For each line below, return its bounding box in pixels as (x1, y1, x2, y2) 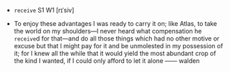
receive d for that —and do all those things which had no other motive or (13, 34, 220, 43)
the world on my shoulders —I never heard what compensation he (13, 27, 202, 35)
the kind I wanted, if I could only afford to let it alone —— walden (13, 57, 200, 65)
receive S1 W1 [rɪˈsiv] (13, 6, 75, 14)
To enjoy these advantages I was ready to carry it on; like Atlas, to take (13, 20, 217, 27)
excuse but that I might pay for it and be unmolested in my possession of (13, 42, 223, 50)
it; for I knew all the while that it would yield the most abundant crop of (13, 49, 216, 57)
